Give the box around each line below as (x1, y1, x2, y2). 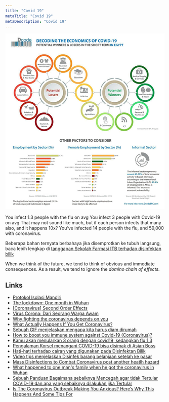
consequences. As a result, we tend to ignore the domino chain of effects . (5, 266, 160, 272)
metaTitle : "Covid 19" (5, 13, 53, 19)
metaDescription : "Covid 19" (5, 19, 67, 24)
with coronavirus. (5, 230, 41, 236)
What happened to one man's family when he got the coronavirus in (12, 365, 154, 371)
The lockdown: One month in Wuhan (12, 300, 89, 306)
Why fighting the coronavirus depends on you (12, 316, 109, 322)
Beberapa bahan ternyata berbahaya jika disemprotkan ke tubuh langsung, (5, 240, 161, 247)
